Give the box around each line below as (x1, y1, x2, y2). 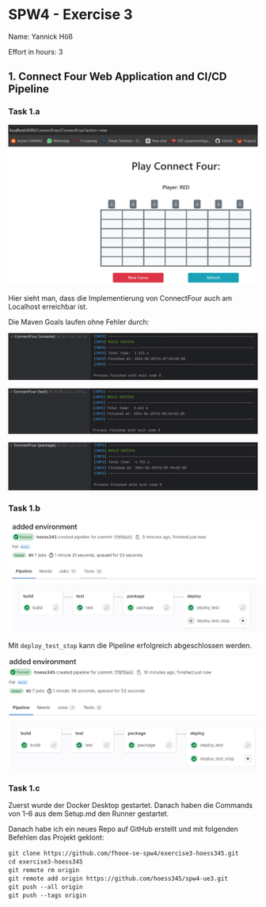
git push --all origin (8, 883, 83, 891)
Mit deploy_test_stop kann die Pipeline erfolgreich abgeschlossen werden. (8, 640, 253, 650)
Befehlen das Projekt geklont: (8, 833, 104, 842)
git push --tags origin (8, 892, 87, 900)
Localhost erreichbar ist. (8, 302, 88, 312)
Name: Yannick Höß (8, 32, 74, 41)
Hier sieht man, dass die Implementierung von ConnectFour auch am (8, 294, 232, 303)
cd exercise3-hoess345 (8, 858, 83, 866)
